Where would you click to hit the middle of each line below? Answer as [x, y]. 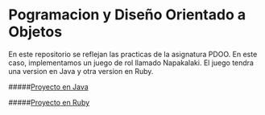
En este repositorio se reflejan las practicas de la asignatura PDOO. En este [133, 54]
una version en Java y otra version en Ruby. [81, 71]
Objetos [35, 32]
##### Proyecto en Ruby [49, 102]
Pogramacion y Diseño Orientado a [127, 15]
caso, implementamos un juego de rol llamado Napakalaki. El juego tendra [131, 63]
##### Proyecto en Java [48, 87]
